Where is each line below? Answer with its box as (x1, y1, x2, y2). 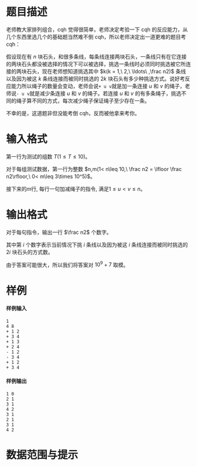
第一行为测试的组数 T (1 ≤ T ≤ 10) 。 (6, 153, 91, 160)
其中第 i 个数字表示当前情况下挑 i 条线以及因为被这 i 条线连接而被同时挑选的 (6, 241, 188, 248)
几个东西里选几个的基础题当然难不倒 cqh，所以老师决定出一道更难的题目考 (6, 33, 186, 40)
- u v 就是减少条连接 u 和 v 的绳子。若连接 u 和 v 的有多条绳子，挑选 (16, 89, 182, 97)
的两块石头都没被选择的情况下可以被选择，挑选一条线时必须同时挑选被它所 (6, 60, 186, 68)
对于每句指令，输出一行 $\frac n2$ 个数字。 (6, 229, 112, 236)
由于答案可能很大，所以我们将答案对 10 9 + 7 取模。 (6, 260, 129, 268)
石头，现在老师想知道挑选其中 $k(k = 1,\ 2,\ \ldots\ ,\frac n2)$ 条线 (26, 68, 186, 75)
